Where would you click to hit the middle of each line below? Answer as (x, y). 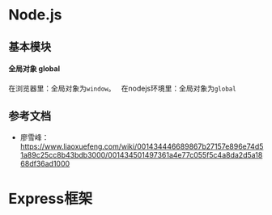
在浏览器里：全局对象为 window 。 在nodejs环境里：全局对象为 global (122, 88)
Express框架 (51, 198)
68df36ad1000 (45, 163)
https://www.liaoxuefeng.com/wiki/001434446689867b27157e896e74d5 (142, 146)
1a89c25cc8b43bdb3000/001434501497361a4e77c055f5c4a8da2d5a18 (141, 154)
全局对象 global (34, 69)
